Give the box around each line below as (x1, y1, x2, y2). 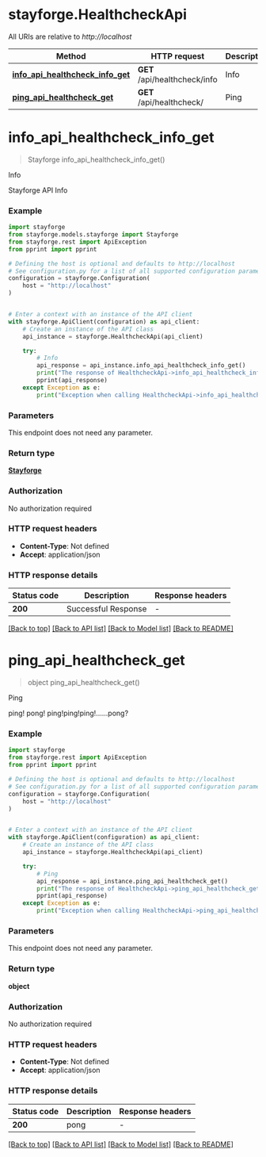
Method (55, 50, 86, 61)
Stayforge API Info (8, 185, 68, 195)
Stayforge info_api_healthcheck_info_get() (27, 155, 165, 164)
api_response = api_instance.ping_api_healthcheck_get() (36, 877, 228, 885)
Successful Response (66, 603, 147, 615)
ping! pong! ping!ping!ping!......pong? (8, 708, 129, 718)
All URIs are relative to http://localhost (8, 32, 132, 41)
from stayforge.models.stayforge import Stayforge (8, 231, 179, 239)
